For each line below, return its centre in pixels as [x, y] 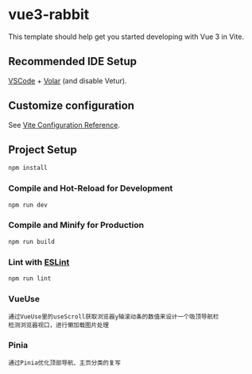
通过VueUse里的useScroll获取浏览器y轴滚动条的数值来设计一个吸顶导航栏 [114, 317]
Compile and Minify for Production [76, 226]
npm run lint [30, 278]
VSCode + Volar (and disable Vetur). [68, 80]
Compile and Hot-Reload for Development [91, 188]
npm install [28, 168]
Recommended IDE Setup [73, 62]
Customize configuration [72, 106]
